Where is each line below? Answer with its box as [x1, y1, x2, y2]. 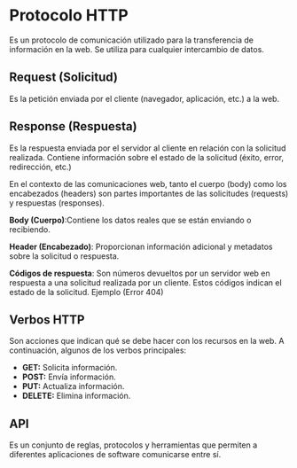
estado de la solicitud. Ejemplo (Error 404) [9, 286, 164, 297]
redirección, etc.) [9, 161, 73, 172]
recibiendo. [9, 223, 51, 235]
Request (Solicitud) [9, 70, 118, 85]
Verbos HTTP [9, 312, 85, 327]
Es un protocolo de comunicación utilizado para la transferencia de [9, 35, 254, 45]
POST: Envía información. [21, 371, 117, 382]
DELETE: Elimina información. [21, 391, 131, 402]
